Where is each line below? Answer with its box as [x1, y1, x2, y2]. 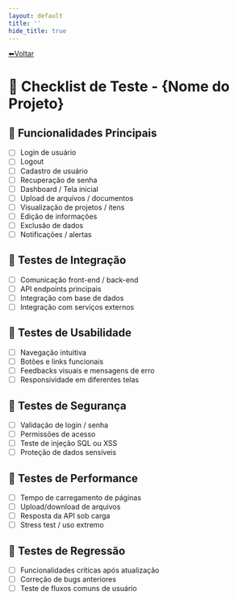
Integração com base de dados [19, 293, 124, 302]
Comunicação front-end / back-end [19, 275, 139, 285]
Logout [19, 156, 44, 166]
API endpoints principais [19, 284, 102, 294]
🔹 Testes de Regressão [8, 544, 126, 557]
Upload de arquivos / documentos [19, 193, 134, 202]
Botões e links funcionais [19, 356, 104, 366]
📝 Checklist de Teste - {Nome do [8, 77, 230, 95]
